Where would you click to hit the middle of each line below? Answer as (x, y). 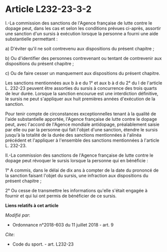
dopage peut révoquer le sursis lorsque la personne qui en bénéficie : (77, 160)
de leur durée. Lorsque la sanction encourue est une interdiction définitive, (82, 93)
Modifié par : (18, 215)
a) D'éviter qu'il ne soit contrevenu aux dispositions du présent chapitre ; (80, 48)
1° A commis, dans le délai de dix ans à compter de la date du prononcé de (82, 170)
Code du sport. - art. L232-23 (43, 244)
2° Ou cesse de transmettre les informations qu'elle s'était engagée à (77, 190)
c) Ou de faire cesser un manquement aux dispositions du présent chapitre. (83, 73)
